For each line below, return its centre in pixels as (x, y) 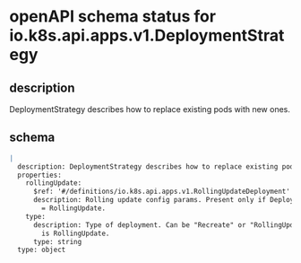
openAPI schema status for (113, 17)
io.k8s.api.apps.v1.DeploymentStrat (147, 35)
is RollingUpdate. (76, 233)
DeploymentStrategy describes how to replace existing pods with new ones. (150, 109)
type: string (57, 241)
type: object (42, 250)
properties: (40, 175)
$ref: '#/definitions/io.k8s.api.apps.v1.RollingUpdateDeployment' (162, 192)
